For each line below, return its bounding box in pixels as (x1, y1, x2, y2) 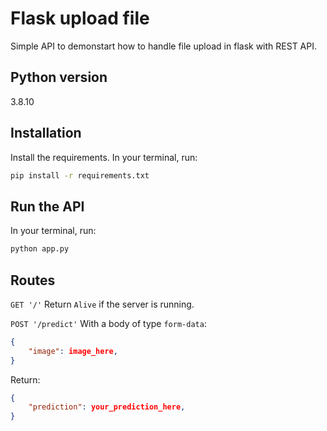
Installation (10, 125, 82, 142)
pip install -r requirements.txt (10, 170, 150, 181)
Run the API (10, 198, 85, 215)
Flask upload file (10, 7, 150, 30)
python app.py (10, 244, 70, 254)
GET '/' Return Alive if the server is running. (10, 298, 195, 310)
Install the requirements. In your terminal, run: (10, 151, 198, 163)
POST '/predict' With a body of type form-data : (10, 317, 207, 329)
